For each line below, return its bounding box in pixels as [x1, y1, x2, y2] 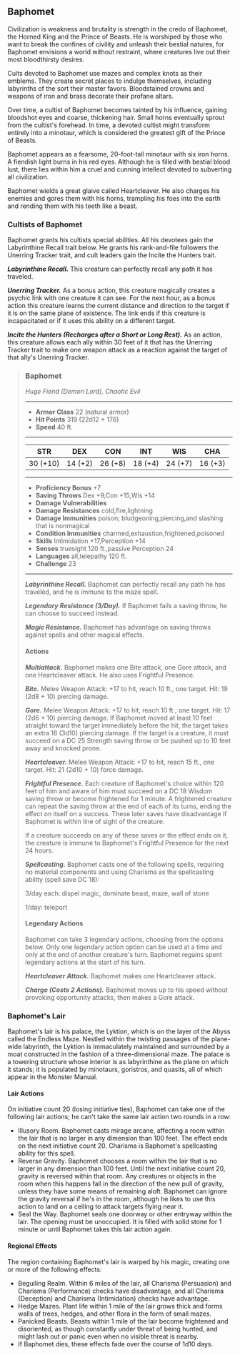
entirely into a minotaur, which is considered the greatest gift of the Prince [7, 128, 226, 137]
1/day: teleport [24, 903, 68, 911]
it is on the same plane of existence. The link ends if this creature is [7, 309, 206, 317]
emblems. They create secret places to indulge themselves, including [7, 76, 212, 85]
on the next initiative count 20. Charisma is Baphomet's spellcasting [17, 1141, 218, 1150]
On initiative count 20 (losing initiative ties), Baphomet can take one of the [7, 1105, 225, 1113]
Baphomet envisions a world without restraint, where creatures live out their [7, 47, 231, 56]
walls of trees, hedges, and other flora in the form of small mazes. [17, 1309, 212, 1318]
